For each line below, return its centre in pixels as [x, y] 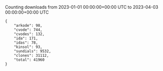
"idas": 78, [26, 43]
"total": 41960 [29, 60]
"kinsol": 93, [28, 47]
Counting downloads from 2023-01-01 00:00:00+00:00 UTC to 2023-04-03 [82, 7]
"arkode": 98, [28, 25]
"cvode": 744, [28, 30]
